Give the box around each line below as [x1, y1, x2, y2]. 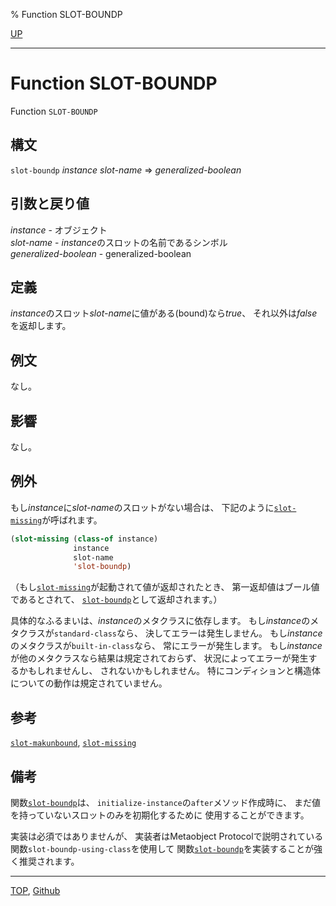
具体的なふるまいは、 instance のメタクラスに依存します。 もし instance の [10, 615, 311, 627]
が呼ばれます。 [41, 514, 103, 526]
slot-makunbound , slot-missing [10, 737, 137, 749]
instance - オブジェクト [10, 224, 108, 236]
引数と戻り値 [10, 195, 90, 213]
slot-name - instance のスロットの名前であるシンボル [10, 236, 228, 248]
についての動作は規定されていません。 [10, 677, 168, 689]
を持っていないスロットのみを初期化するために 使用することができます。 [10, 809, 310, 821]
